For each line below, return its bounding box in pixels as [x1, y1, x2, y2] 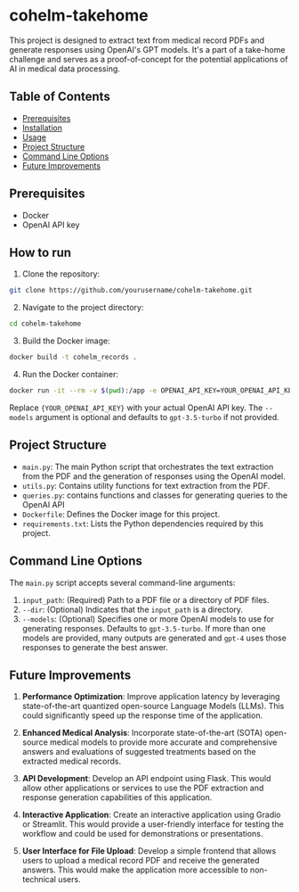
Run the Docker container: [21, 369, 118, 379]
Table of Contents [9, 89, 111, 104]
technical [21, 874, 56, 885]
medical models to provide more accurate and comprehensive [49, 737, 278, 747]
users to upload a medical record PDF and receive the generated [21, 855, 260, 866]
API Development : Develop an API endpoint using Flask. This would [21, 773, 271, 784]
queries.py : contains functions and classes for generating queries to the [21, 490, 287, 500]
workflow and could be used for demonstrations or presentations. [21, 829, 263, 839]
